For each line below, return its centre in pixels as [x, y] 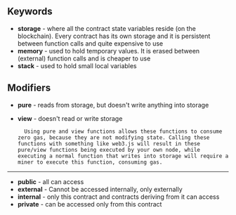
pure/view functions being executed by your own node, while [109, 150]
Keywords [30, 12]
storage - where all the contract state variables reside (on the [107, 28]
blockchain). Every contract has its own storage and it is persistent [114, 36]
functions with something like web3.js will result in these [109, 143]
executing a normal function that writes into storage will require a [123, 156]
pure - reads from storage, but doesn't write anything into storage [113, 105]
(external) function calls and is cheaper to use [84, 58]
